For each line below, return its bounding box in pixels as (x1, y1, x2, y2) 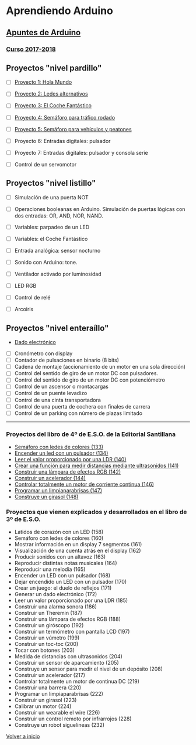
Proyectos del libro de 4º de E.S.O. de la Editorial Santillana (6, 430, 176, 438)
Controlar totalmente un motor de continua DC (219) (14, 678, 140, 685)
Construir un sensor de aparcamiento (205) (14, 659, 119, 666)
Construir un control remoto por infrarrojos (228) (14, 715, 132, 722)
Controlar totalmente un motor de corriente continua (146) (14, 481, 155, 488)
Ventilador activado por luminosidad (14, 271, 101, 277)
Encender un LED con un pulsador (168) (14, 572, 111, 579)
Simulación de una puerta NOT (14, 193, 89, 200)
